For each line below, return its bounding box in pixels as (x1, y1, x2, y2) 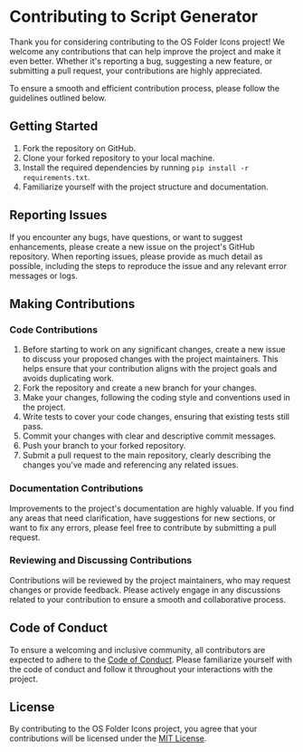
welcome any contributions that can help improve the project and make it (9, 45, 282, 56)
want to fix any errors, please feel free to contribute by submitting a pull (9, 522, 277, 533)
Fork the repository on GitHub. (22, 142, 137, 153)
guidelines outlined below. (9, 92, 107, 103)
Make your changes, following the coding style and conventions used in (22, 392, 291, 403)
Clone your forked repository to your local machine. (22, 152, 215, 163)
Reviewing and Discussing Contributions (9, 554, 193, 567)
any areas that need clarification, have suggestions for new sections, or (9, 512, 276, 523)
